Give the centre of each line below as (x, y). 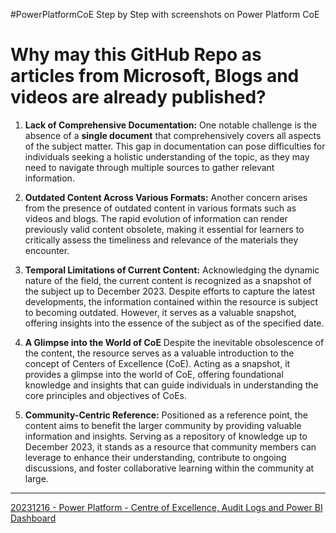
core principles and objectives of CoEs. (105, 395)
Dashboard (33, 518)
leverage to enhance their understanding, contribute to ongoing (155, 457)
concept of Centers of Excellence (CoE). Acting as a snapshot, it (157, 363)
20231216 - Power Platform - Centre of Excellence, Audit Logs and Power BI (166, 507)
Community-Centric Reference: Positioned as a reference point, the (166, 415)
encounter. (47, 250)
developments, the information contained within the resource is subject (171, 301)
